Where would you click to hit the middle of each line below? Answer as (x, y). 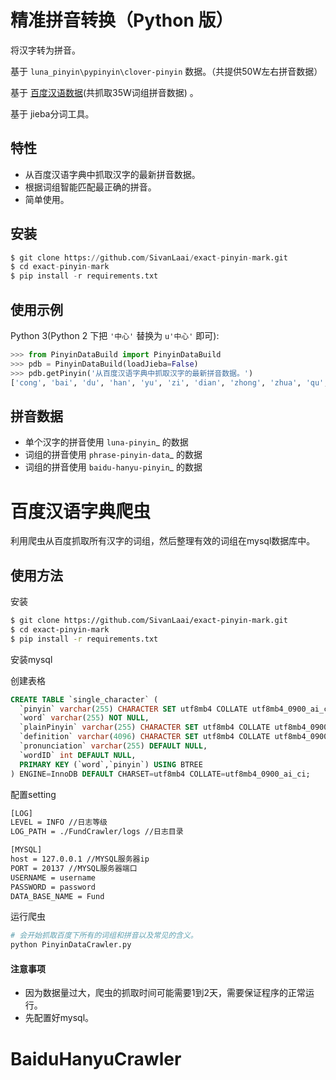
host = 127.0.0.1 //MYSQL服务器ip (80, 859)
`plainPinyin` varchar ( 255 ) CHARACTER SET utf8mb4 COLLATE (145, 727)
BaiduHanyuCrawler (96, 1058)
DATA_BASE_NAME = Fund (57, 896)
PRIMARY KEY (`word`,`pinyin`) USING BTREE (111, 764)
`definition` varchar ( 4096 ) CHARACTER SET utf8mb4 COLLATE (145, 737)
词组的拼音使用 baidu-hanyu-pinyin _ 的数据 (113, 467)
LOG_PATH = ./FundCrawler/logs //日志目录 (97, 832)
